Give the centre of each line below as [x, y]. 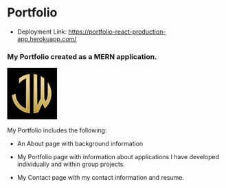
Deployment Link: [42, 32]
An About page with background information [80, 144]
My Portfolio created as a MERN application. [82, 56]
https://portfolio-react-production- [117, 32]
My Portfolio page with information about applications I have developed [118, 157]
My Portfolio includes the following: [57, 130]
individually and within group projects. [71, 164]
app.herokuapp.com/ [47, 38]
